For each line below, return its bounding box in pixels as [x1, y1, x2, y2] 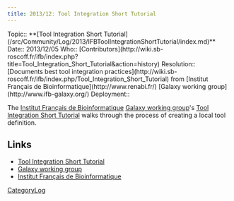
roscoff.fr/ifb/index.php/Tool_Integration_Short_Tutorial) [7, 75, 170, 83]
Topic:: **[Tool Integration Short [7, 30, 103, 38]
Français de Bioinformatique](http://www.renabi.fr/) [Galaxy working [7, 82, 206, 90]
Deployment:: [90, 90, 130, 98]
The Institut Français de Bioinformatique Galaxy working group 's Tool [7, 103, 209, 111]
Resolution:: [161, 59, 196, 68]
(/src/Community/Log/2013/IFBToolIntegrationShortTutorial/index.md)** [7, 37, 216, 46]
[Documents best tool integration [7, 67, 104, 75]
